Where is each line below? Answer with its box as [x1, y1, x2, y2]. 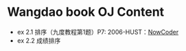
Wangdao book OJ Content [7, 4, 165, 20]
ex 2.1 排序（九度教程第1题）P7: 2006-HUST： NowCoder [16, 28, 179, 36]
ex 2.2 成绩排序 [16, 36, 61, 45]
